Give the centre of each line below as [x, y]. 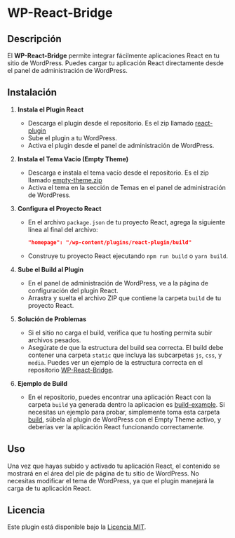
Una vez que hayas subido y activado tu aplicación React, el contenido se [114, 466]
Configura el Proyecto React [59, 208]
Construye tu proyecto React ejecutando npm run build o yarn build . [128, 256]
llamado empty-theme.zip [65, 180]
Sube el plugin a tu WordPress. [73, 137]
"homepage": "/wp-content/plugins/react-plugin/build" [109, 242]
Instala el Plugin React [51, 109]
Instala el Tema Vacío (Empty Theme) [73, 159]
